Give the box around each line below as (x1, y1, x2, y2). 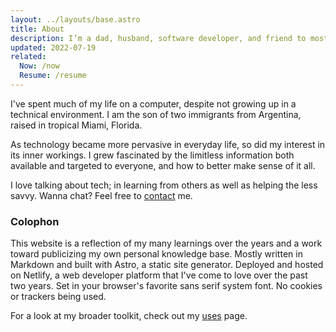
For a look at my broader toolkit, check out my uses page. (10, 310, 248, 322)
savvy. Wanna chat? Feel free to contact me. (10, 189, 193, 201)
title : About (10, 24, 65, 34)
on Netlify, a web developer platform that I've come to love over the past (10, 269, 308, 281)
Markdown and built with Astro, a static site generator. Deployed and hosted (10, 259, 324, 271)
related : (10, 52, 47, 62)
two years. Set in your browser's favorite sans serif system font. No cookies (10, 280, 323, 292)
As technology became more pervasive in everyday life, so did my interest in (10, 138, 326, 150)
